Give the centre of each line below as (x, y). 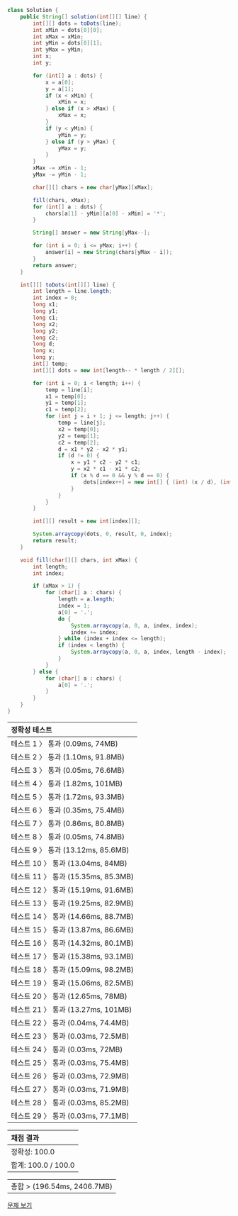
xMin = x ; (72, 102)
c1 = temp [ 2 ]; (66, 410)
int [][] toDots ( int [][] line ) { (68, 285)
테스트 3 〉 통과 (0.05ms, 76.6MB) (68, 770)
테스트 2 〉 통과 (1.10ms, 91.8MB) (68, 757)
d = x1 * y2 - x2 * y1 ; (93, 449)
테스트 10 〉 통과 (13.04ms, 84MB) (69, 863)
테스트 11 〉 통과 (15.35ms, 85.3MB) (73, 876)
